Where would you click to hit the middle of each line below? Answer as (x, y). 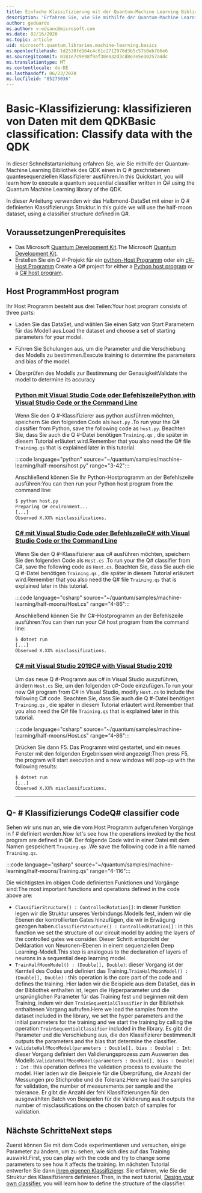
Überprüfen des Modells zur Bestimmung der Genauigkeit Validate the (101, 373)
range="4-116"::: (110, 871)
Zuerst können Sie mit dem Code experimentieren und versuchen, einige (96, 1145)
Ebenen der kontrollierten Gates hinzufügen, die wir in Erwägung (95, 920)
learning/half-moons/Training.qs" (47, 871)
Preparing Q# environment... (51, 507)
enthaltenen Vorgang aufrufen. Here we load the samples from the (96, 1010)
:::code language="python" (49, 459)
